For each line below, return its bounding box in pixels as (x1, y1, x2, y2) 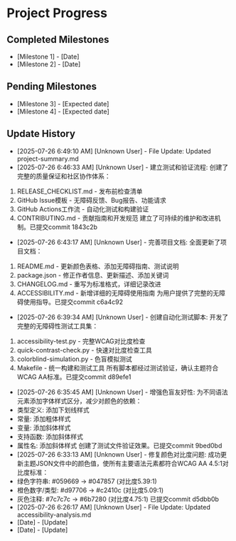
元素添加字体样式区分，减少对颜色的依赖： (16, 396, 142, 405)
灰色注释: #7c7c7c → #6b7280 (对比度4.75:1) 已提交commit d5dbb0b (16, 495, 220, 503)
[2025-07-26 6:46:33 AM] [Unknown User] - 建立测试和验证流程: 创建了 (16, 163, 229, 171)
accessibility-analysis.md (16, 510, 92, 519)
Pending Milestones (6, 81, 97, 93)
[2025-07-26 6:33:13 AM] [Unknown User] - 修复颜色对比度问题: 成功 (16, 450, 221, 458)
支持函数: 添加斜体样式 (16, 432, 83, 440)
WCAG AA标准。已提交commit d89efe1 (16, 373, 132, 381)
